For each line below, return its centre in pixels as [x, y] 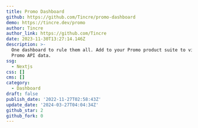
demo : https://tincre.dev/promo [46, 22]
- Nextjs [22, 66]
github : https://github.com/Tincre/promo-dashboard [71, 17]
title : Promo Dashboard [35, 12]
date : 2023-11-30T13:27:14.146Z [46, 39]
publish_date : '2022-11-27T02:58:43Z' [54, 99]
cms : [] [16, 77]
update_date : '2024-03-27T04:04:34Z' [52, 105]
